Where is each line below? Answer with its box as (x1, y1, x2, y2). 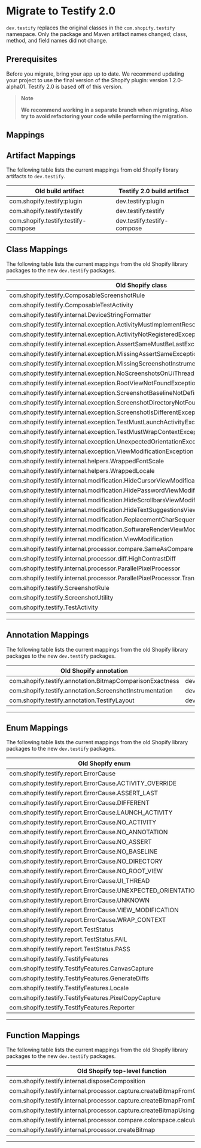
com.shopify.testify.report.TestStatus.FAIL (9, 935, 127, 943)
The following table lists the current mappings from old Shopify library (6, 166, 179, 173)
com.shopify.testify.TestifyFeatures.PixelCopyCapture (9, 994, 162, 1002)
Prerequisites (6, 54, 57, 64)
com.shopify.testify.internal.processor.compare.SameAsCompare (9, 544, 193, 553)
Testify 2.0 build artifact (118, 187, 190, 195)
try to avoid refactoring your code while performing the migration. (20, 112, 188, 119)
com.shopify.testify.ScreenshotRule (9, 583, 109, 592)
